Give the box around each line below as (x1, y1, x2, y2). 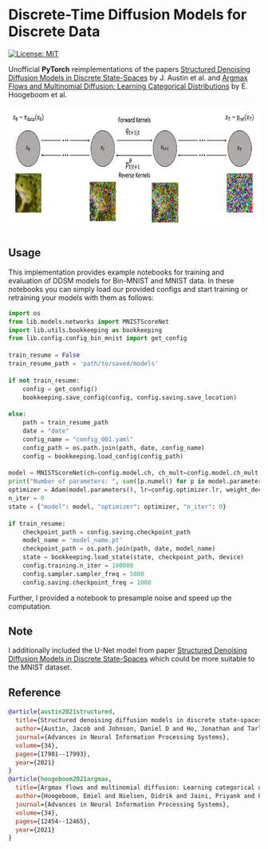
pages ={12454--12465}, (15, 817, 91, 825)
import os (8, 309, 41, 317)
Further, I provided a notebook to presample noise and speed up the (8, 593, 232, 602)
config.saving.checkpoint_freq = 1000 (22, 579, 152, 586)
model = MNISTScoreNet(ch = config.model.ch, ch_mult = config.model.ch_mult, (8, 469, 262, 477)
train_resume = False (8, 351, 81, 360)
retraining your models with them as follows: (8, 293, 154, 302)
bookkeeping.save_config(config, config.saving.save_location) (22, 393, 238, 401)
